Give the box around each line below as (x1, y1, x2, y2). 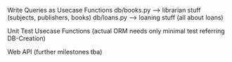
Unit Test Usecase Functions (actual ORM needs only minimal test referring (7, 27, 225, 35)
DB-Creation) (7, 34, 46, 42)
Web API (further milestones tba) (7, 48, 103, 56)
